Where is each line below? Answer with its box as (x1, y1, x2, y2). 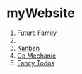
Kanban (16, 43, 40, 52)
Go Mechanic (16, 51, 57, 60)
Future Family (16, 28, 57, 37)
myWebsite (6, 5, 75, 21)
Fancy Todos (16, 58, 55, 67)
